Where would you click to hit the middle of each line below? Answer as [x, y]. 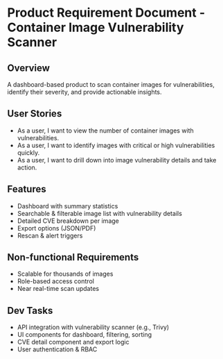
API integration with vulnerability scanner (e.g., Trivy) [93, 327]
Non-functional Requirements [73, 257]
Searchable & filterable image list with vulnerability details [99, 213]
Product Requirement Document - [106, 13]
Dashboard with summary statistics [68, 206]
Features [27, 189]
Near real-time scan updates [58, 289]
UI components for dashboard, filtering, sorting [84, 335]
